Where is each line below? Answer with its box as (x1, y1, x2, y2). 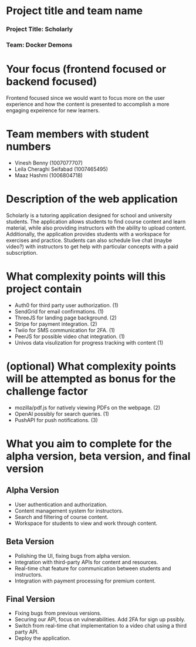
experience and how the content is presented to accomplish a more (6, 100, 170, 107)
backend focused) (6, 75, 97, 89)
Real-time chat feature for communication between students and (14, 565, 171, 572)
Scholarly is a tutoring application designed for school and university (6, 211, 173, 218)
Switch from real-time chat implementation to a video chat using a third (14, 622, 187, 629)
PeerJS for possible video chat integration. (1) (14, 333, 125, 340)
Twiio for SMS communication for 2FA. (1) (14, 326, 116, 333)
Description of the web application (6, 193, 178, 206)
